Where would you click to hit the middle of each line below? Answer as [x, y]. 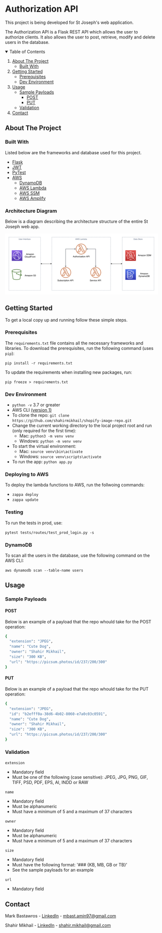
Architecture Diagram [31, 211]
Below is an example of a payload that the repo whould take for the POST [78, 622]
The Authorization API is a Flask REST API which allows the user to [72, 32]
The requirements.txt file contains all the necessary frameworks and [74, 343]
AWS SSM [29, 193]
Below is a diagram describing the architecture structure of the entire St [77, 221]
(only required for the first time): [44, 431]
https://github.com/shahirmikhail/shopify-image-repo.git [72, 421]
